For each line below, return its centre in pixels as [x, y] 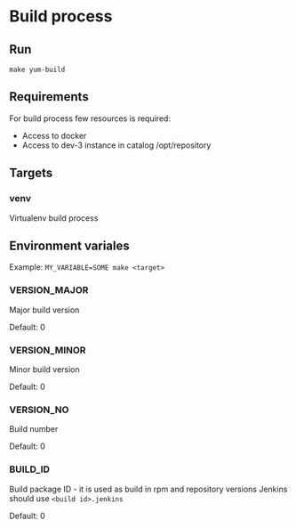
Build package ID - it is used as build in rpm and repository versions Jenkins [148, 489]
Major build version [44, 310]
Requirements [49, 97]
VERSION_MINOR [48, 350]
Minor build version [44, 369]
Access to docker [54, 135]
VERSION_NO [39, 410]
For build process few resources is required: [90, 118]
